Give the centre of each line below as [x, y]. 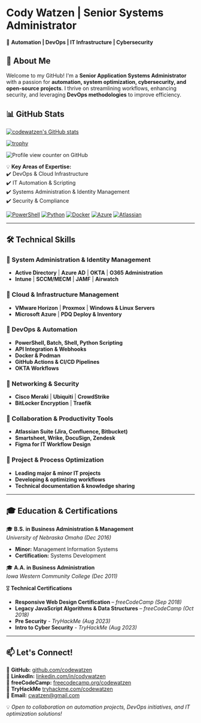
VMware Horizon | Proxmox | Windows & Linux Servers [85, 308]
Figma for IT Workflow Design [53, 444]
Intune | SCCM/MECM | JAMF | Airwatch [66, 279]
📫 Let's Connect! [39, 653]
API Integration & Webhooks [51, 349]
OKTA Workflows [37, 368]
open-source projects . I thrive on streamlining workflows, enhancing [92, 88]
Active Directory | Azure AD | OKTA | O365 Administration [89, 273]
